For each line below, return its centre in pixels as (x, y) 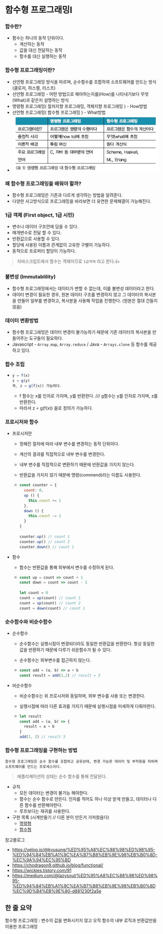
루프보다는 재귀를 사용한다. (45, 811)
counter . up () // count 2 (45, 542)
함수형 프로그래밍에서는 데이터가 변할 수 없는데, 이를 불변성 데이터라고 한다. (83, 288)
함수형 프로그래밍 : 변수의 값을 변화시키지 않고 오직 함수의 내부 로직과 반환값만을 (81, 920)
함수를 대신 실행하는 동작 (43, 56)
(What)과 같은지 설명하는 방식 (40, 100)
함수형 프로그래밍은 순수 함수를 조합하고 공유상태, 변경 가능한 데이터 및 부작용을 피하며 (81, 762)
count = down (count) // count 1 (52, 608)
